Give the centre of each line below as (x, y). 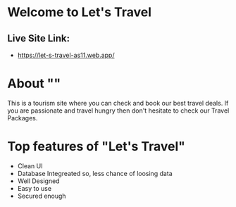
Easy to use (34, 188)
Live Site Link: (39, 38)
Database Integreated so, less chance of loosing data (95, 173)
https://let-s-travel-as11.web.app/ (66, 55)
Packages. (23, 118)
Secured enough (42, 196)
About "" (34, 83)
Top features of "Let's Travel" (96, 147)
